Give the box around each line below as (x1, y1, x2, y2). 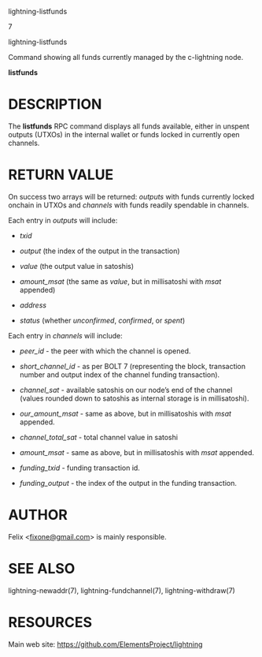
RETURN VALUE (8, 166, 114, 184)
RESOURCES (8, 613, 93, 631)
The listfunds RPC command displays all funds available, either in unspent (8, 121, 250, 131)
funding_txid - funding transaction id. (19, 463, 140, 472)
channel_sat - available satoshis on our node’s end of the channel (19, 385, 233, 394)
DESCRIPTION (8, 95, 102, 114)
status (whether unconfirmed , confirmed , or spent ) (19, 315, 186, 325)
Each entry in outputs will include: (8, 215, 118, 225)
